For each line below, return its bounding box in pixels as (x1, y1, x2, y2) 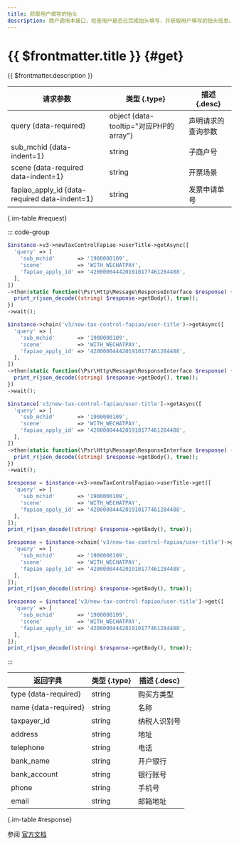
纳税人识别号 (137, 717, 181, 727)
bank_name (11, 756, 50, 766)
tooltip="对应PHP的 (109, 121, 174, 131)
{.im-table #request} (7, 214, 68, 223)
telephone (11, 743, 45, 753)
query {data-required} (11, 121, 86, 131)
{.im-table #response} (7, 815, 73, 824)
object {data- (109, 111, 155, 121)
